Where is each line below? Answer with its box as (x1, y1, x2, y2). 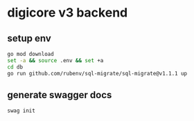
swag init (7, 107, 36, 115)
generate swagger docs (7, 89, 112, 101)
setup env (7, 32, 52, 44)
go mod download (7, 50, 54, 57)
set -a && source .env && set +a (7, 57, 104, 64)
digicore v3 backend (7, 5, 128, 21)
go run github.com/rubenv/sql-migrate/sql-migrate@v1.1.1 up (7, 70, 188, 77)
